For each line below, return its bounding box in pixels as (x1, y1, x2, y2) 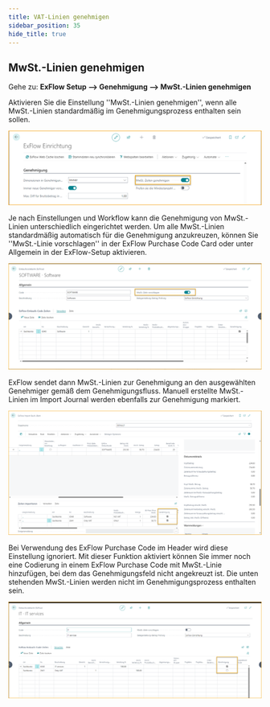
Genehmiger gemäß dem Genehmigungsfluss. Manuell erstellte (8, 386, 218, 396)
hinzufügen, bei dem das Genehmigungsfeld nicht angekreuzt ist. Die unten (8, 568, 259, 578)
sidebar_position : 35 (8, 21, 81, 30)
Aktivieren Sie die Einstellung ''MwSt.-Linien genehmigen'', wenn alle (8, 97, 237, 108)
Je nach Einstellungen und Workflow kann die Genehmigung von (8, 213, 223, 223)
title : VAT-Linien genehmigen (8, 13, 110, 21)
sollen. (8, 115, 31, 125)
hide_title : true (8, 30, 67, 38)
